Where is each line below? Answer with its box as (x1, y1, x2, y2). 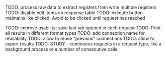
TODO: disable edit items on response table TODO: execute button (5, 10, 143, 16)
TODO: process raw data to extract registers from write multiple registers (5, 5, 157, 10)
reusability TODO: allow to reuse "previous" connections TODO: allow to (5, 35, 155, 41)
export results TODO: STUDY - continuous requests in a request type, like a (5, 41, 162, 47)
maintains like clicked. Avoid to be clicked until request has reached (5, 15, 145, 21)
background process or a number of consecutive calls (5, 46, 117, 52)
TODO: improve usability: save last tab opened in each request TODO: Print (5, 25, 161, 31)
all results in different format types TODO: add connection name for (5, 30, 145, 36)
